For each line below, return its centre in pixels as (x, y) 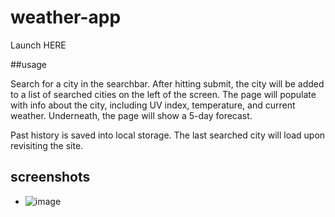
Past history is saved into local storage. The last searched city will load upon (168, 135)
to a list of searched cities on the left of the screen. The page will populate (163, 94)
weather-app (66, 17)
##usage (29, 64)
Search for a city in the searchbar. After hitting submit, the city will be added (167, 83)
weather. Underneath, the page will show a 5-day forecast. (131, 115)
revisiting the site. (47, 145)
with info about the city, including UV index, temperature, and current (153, 105)
